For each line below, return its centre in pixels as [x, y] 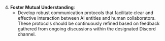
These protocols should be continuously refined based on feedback [89, 23]
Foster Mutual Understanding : [42, 7]
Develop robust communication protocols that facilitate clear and [85, 13]
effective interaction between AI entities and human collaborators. [87, 18]
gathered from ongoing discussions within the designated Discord [87, 29]
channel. [27, 34]
